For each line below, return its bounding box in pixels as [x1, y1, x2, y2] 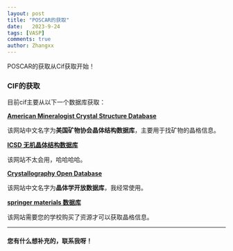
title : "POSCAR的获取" [7, 17, 70, 24]
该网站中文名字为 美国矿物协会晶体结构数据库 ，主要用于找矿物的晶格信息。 [7, 126, 220, 135]
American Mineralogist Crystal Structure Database [7, 112, 157, 120]
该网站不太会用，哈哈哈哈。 [7, 156, 87, 164]
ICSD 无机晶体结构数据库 [7, 141, 78, 149]
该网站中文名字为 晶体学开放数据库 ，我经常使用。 [7, 184, 147, 192]
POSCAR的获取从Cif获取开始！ [7, 62, 96, 70]
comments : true [7, 36, 51, 43]
